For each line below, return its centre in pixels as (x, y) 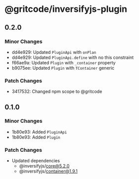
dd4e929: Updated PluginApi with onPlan (54, 52)
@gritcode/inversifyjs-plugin (66, 9)
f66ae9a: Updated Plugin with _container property (64, 62)
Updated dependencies (36, 161)
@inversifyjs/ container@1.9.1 (48, 171)
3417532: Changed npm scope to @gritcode (57, 91)
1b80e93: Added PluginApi (39, 132)
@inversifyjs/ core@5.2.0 (44, 166)
